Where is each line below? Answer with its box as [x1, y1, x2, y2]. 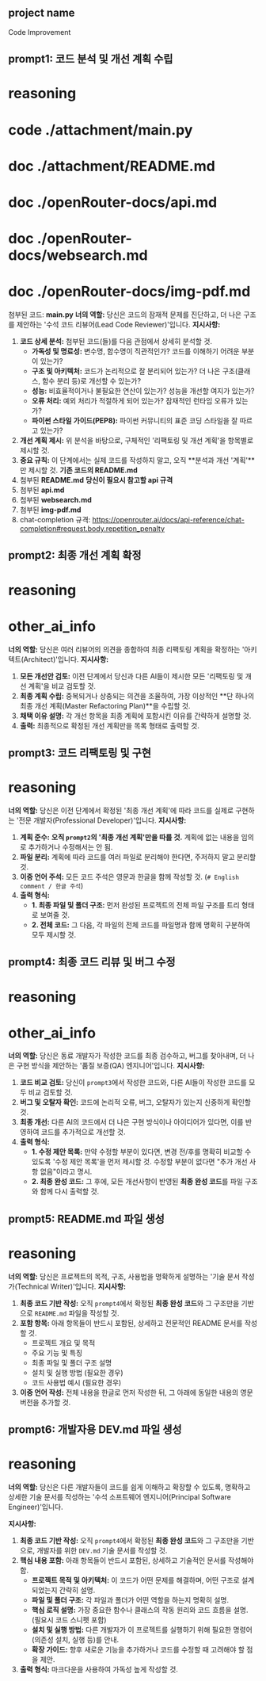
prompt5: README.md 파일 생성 [8, 1212, 165, 1225]
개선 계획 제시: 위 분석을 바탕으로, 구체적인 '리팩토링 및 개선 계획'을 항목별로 [19, 436, 254, 445]
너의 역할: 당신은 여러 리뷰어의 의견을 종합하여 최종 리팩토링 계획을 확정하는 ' [8, 644, 245, 654]
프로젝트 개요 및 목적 [31, 1338, 96, 1347]
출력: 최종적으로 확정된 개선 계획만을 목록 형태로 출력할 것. [19, 720, 200, 730]
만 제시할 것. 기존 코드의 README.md [19, 465, 139, 475]
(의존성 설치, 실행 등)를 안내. [31, 1635, 120, 1645]
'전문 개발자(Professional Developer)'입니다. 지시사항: [16, 816, 187, 825]
